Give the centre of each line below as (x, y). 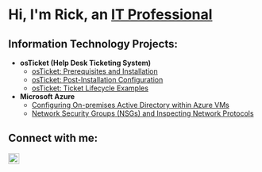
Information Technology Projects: (93, 44)
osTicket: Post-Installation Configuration (97, 80)
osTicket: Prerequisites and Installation (95, 71)
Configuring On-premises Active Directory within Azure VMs (131, 105)
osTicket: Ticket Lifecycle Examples (90, 88)
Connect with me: (53, 138)
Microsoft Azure (47, 96)
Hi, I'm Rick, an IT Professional (110, 15)
